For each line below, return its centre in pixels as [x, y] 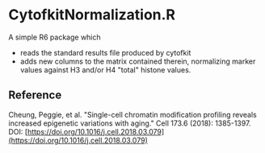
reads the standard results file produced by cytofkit [105, 52]
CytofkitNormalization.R [92, 15]
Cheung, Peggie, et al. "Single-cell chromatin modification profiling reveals [132, 114]
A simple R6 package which [55, 37]
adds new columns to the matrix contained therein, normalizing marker [138, 61]
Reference [35, 95]
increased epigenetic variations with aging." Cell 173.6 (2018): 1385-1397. [130, 123]
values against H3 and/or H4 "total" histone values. [105, 69]
